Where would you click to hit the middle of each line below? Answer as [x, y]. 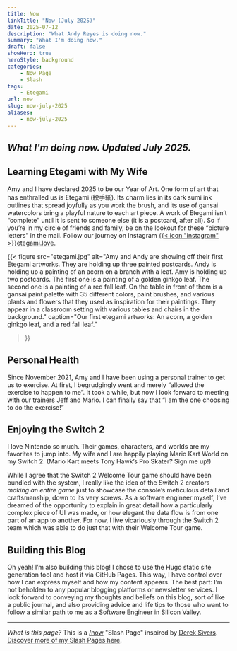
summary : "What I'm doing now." [55, 40]
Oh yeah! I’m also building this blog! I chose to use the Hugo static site [109, 568]
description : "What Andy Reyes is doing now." [77, 34]
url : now [20, 100]
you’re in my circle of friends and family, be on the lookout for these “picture [118, 228]
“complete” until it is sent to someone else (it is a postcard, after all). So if [114, 220]
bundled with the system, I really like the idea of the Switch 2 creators [109, 483]
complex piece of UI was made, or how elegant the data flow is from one [113, 513]
